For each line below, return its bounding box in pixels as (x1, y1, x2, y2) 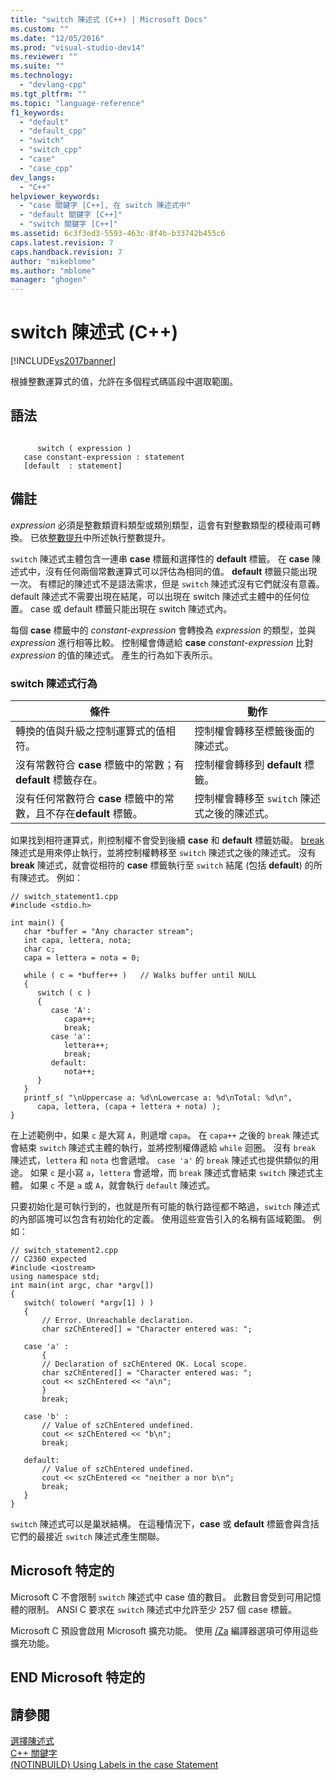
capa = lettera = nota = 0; (23, 952, 141, 963)
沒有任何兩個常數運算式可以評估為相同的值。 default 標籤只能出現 (44, 565, 318, 577)
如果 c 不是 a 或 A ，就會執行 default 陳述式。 (29, 1179, 216, 1191)
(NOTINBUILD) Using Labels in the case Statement (10, 1759, 219, 1770)
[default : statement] (23, 461, 123, 471)
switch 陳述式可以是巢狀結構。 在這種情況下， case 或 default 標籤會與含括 (10, 1517, 320, 1530)
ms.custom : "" (10, 24, 70, 34)
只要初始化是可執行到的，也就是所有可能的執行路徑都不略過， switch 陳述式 (10, 1200, 320, 1212)
